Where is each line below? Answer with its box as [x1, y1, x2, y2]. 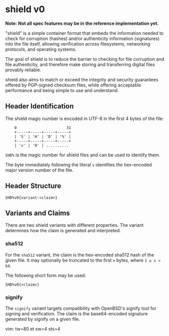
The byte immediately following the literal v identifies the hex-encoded [5, 161, 152, 167]
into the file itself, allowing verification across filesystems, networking [5, 40, 150, 47]
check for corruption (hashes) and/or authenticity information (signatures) [5, 35, 160, 41]
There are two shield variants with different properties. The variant [5, 222, 144, 228]
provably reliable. [5, 67, 41, 73]
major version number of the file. [5, 167, 73, 173]
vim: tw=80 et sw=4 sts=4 [5, 325, 61, 332]
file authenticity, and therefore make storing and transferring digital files [5, 61, 155, 67]
